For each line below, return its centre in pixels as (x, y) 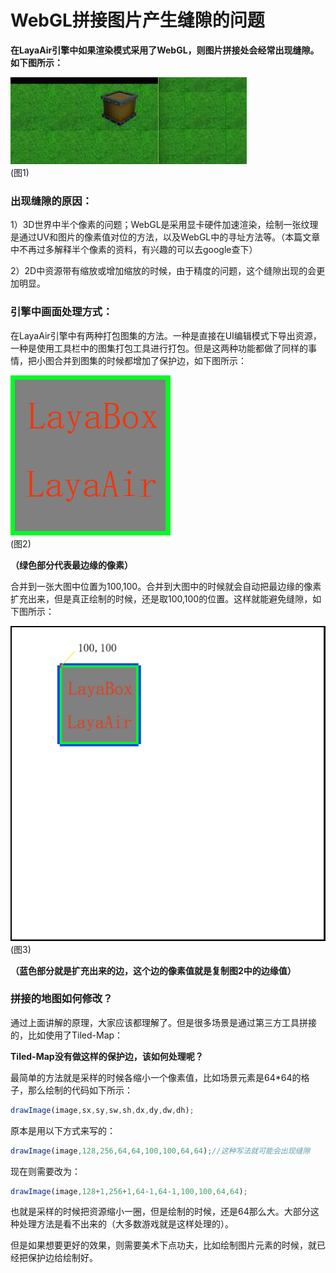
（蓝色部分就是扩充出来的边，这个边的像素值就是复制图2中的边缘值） (153, 970)
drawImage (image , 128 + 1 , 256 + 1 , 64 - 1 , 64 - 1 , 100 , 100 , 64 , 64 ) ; (129, 1191)
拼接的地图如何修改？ (61, 999)
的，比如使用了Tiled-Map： (67, 1035)
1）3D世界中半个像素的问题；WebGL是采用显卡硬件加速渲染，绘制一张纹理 (164, 225)
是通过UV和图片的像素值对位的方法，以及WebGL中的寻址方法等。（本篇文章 (165, 237)
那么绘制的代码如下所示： (80, 1090)
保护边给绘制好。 (62, 1258)
